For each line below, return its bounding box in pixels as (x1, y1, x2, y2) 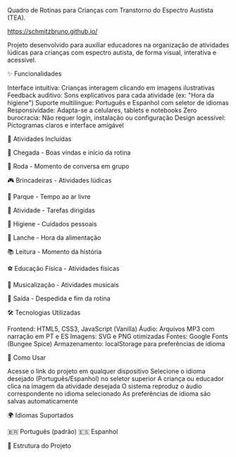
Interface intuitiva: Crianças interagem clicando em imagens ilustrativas (7, 84, 215, 92)
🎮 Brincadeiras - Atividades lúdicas (7, 176, 112, 184)
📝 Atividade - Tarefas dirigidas (7, 206, 96, 214)
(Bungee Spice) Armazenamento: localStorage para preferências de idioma (7, 340, 225, 348)
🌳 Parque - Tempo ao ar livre (7, 193, 91, 200)
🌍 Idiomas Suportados (7, 411, 74, 419)
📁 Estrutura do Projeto (7, 441, 72, 450)
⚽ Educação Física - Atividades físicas (7, 264, 120, 272)
